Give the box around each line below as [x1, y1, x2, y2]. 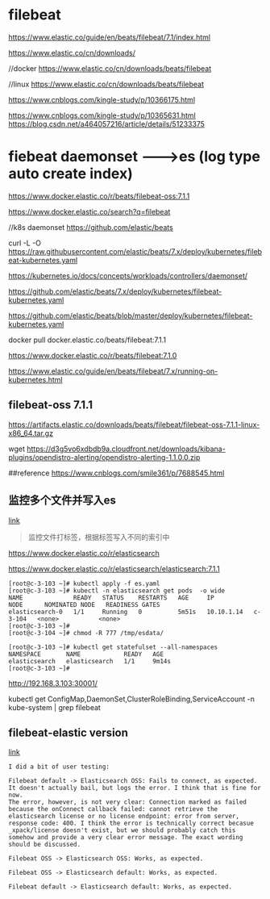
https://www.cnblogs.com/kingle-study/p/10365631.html [8, 111, 196, 120]
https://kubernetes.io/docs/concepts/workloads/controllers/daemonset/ [8, 270, 248, 280]
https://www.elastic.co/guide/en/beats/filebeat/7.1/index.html [8, 32, 211, 42]
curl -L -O [8, 238, 42, 248]
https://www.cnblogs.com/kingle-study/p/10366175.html [8, 94, 196, 104]
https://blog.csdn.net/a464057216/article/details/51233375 [8, 119, 206, 128]
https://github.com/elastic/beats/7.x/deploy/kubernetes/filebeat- [8, 286, 222, 296]
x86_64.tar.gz [8, 428, 54, 437]
